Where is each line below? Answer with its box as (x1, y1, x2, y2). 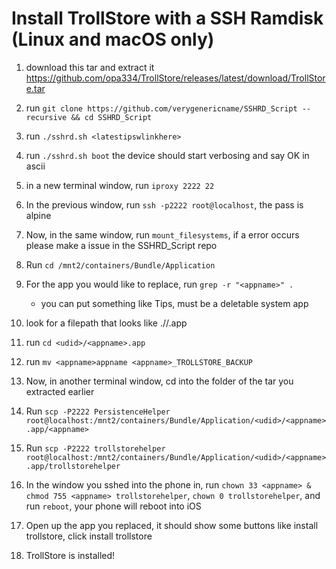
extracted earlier (25, 385, 95, 397)
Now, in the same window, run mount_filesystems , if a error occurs (25, 228, 300, 241)
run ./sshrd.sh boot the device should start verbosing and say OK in (25, 149, 310, 161)
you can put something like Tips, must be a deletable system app (40, 297, 309, 309)
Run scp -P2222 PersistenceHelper (25, 405, 171, 417)
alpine (25, 209, 52, 221)
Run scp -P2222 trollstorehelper (25, 442, 166, 454)
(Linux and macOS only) (11, 28, 215, 51)
